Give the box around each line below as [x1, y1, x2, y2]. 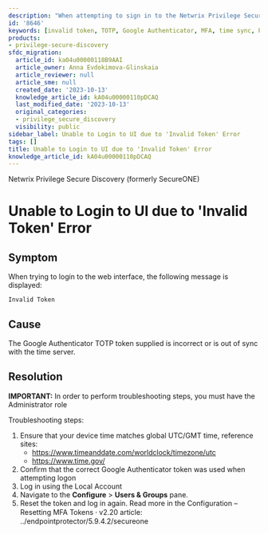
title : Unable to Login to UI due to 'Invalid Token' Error [8, 145, 213, 153]
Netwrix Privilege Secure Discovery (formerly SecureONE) [8, 175, 200, 184]
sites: [19, 439, 38, 449]
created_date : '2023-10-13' [15, 85, 109, 94]
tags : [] [8, 137, 37, 146]
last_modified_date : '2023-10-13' [15, 100, 130, 108]
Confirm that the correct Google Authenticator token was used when [19, 464, 246, 474]
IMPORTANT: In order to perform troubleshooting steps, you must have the [8, 391, 255, 401]
